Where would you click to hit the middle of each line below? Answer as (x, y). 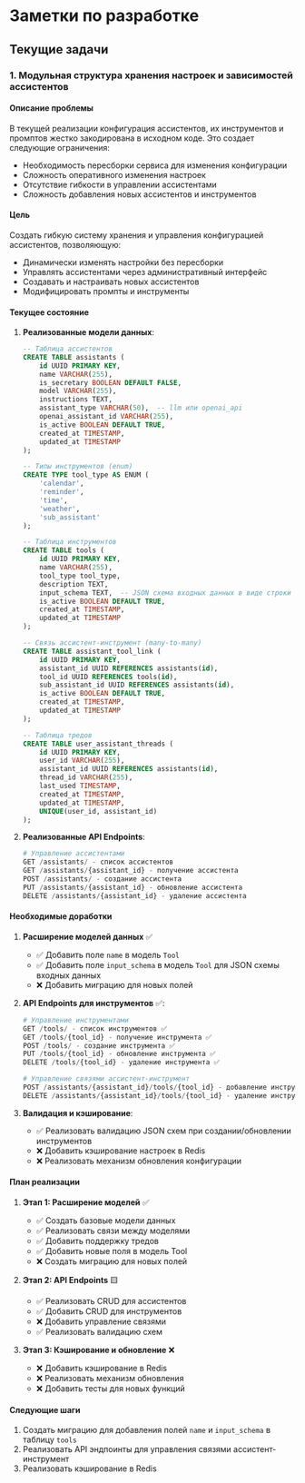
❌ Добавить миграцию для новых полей (114, 984)
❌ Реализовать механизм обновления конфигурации (139, 1161)
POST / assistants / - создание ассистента (102, 879)
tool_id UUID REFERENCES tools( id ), (108, 677)
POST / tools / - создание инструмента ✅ (98, 1045)
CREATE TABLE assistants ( (74, 357)
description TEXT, (74, 584)
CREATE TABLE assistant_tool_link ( (92, 651)
